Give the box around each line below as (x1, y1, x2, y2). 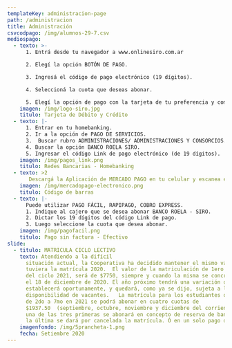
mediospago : (7, 36, 41, 43)
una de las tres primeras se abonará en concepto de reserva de (25, 311, 215, 318)
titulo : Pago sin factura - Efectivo (19, 234, 128, 241)
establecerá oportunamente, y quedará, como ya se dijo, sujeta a (25, 285, 221, 292)
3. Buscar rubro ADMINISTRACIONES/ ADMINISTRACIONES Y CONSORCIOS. (25, 137, 227, 144)
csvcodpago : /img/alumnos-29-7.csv (7, 29, 110, 37)
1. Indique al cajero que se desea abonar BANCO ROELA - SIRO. (25, 208, 212, 215)
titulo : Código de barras (19, 188, 95, 196)
